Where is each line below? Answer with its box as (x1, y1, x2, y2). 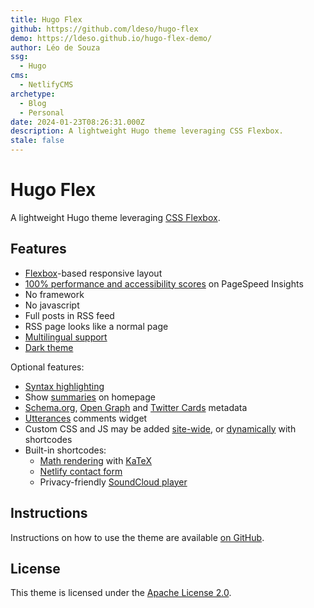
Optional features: (10, 361, 85, 373)
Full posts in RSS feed (24, 309, 115, 321)
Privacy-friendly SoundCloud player (39, 476, 188, 488)
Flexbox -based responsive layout (24, 267, 163, 279)
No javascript (24, 299, 80, 311)
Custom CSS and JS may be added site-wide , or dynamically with (24, 422, 297, 435)
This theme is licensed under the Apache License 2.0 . (10, 587, 232, 599)
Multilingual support (24, 331, 108, 343)
